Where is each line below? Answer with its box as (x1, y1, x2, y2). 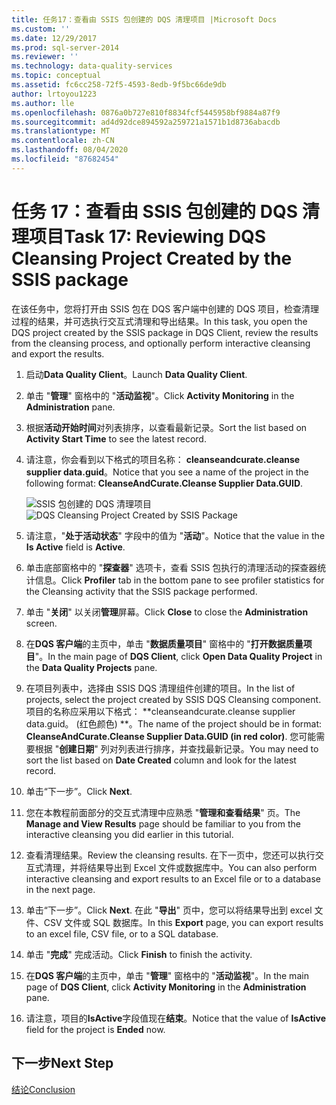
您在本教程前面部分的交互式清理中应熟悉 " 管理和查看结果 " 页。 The (25, 806, 301, 818)
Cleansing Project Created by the (11, 247, 293, 270)
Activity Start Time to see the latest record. (25, 432, 207, 445)
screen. (25, 617, 58, 629)
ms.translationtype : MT (11, 126, 111, 136)
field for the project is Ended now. (25, 1023, 166, 1035)
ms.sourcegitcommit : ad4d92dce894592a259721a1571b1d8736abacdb (11, 117, 281, 127)
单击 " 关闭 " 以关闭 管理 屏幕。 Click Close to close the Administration (25, 606, 309, 618)
